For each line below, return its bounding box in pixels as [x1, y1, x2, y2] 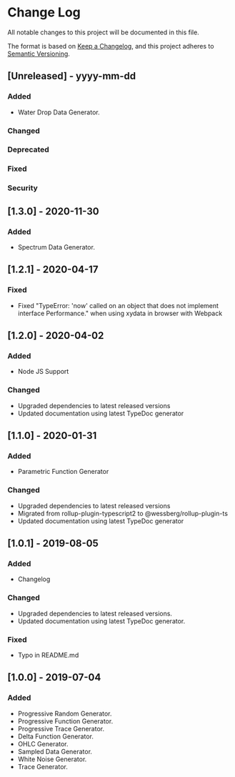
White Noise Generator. [17, 755, 87, 763]
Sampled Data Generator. [17, 747, 93, 756]
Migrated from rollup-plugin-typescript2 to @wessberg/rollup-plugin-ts [17, 509, 229, 518]
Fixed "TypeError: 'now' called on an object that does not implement [17, 301, 219, 310]
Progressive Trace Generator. [17, 724, 105, 733]
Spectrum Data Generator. [17, 243, 95, 251]
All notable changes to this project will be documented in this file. [7, 28, 200, 36]
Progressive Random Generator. [17, 709, 112, 718]
